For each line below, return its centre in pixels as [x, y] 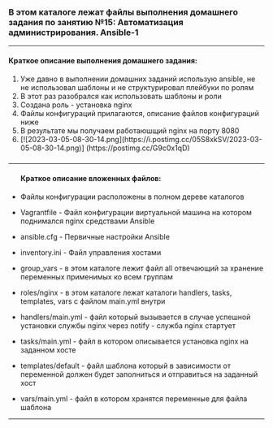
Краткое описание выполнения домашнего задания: [103, 60]
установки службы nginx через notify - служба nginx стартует [128, 325]
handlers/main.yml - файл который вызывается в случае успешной [135, 317]
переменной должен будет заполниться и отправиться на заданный [139, 374]
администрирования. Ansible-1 [74, 32]
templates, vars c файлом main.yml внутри [93, 301]
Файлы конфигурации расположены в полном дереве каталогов [132, 197]
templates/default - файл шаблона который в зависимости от [126, 365]
